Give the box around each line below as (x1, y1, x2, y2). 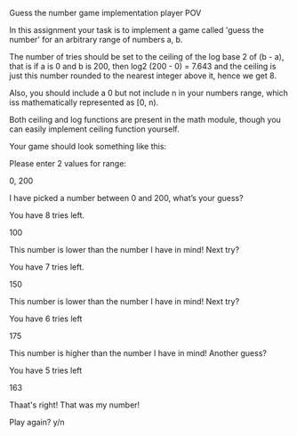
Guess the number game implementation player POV (9, 8, 202, 18)
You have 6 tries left (9, 313, 83, 324)
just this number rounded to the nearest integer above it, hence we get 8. (9, 70, 277, 81)
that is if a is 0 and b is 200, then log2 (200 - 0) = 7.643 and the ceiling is (9, 61, 277, 71)
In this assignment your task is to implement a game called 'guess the (9, 25, 264, 35)
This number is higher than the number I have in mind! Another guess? (9, 348, 267, 359)
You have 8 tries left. (9, 210, 85, 221)
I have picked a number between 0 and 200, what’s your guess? (9, 193, 244, 203)
